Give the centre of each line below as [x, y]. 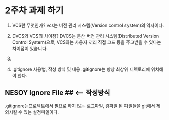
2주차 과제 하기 [34, 10]
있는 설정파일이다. [41, 112]
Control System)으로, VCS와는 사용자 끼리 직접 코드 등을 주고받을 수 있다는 [87, 42]
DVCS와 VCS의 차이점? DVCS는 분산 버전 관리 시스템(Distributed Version [86, 36]
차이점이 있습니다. [30, 48]
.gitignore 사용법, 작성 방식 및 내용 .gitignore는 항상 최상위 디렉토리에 [81, 69]
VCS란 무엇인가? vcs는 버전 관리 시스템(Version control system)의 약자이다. [88, 25]
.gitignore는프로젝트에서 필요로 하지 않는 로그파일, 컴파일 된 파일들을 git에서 [80, 106]
